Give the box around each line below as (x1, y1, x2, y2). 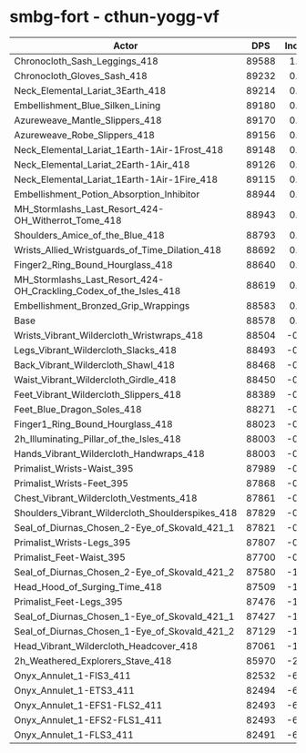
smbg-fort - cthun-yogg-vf (9, 6, 220, 27)
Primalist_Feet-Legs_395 (14, 595, 123, 607)
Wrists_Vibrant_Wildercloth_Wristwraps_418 (14, 329, 203, 341)
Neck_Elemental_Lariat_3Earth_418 (14, 84, 167, 97)
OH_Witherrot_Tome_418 (14, 214, 122, 227)
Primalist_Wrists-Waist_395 (14, 462, 134, 474)
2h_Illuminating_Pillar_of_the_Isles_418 (14, 432, 182, 445)
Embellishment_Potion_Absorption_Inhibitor (14, 188, 200, 200)
